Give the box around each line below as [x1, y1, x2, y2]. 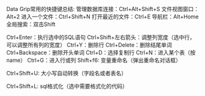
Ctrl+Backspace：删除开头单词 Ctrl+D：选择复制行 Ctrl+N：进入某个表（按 [6, 49, 196, 56]
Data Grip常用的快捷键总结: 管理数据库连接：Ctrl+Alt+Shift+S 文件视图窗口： [6, 6, 199, 12]
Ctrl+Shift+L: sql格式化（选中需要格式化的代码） [6, 83, 129, 90]
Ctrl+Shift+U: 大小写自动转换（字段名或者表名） [6, 70, 127, 76]
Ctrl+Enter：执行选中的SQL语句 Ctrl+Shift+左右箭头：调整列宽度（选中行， [6, 34, 195, 41]
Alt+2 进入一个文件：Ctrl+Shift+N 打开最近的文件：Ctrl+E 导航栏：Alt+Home [6, 13, 199, 20]
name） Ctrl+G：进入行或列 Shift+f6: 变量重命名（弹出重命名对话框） [6, 57, 182, 64]
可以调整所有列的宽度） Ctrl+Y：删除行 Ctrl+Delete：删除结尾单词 [6, 42, 173, 48]
